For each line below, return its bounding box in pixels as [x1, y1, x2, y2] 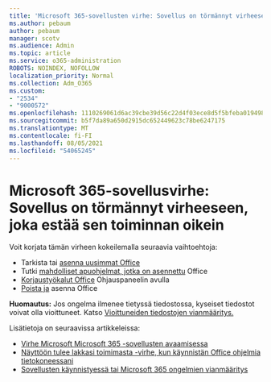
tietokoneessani [20, 356, 74, 366]
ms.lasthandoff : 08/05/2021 [9, 139, 104, 147]
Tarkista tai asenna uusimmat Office [20, 258, 140, 268]
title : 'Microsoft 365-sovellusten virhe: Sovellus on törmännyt [9, 11, 232, 20]
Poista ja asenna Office [20, 284, 98, 293]
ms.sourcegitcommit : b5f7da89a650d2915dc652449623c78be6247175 [9, 117, 226, 125]
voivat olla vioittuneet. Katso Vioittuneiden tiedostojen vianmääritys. [9, 308, 234, 318]
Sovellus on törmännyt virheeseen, [9, 198, 248, 217]
